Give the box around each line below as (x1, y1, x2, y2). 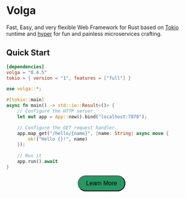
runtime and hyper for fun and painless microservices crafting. (6, 30, 162, 37)
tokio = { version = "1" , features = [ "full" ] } (6, 75, 131, 81)
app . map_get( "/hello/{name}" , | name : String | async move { (17, 130, 169, 136)
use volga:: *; (6, 86, 42, 92)
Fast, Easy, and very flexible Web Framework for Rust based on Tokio (6, 24, 180, 31)
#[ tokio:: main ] (6, 97, 45, 103)
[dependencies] (6, 64, 45, 70)
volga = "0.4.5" (6, 69, 47, 76)
